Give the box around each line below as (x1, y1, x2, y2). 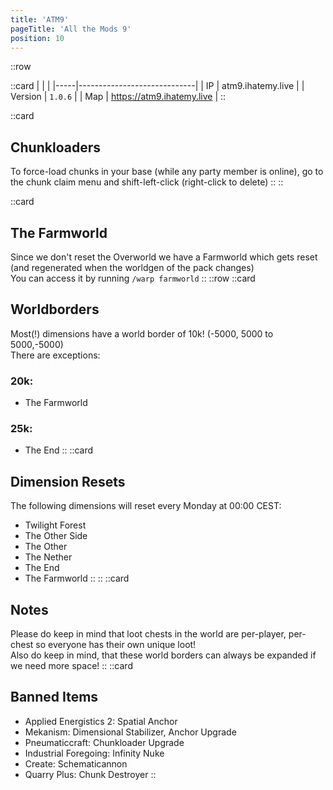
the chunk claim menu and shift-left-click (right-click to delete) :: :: (10, 176, 284, 188)
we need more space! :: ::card (10, 660, 133, 672)
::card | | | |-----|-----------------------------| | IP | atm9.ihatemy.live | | (10, 80, 305, 92)
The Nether (24, 551, 73, 563)
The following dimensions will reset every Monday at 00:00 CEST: (10, 500, 282, 512)
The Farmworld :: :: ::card (24, 572, 130, 585)
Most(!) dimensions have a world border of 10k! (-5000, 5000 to (10, 327, 274, 340)
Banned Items (10, 689, 99, 706)
